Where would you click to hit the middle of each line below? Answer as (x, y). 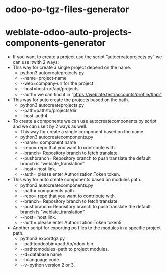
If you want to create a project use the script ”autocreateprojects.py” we (87, 57)
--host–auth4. (34, 116)
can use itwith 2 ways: (36, 62)
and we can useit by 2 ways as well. (50, 126)
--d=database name (41, 254)
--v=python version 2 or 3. (48, 265)
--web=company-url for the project (57, 83)
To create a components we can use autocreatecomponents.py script (85, 121)
